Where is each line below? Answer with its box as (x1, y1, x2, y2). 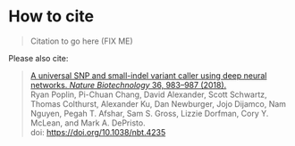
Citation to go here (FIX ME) (29, 36, 133, 46)
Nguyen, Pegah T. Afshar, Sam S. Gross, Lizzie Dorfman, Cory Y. (29, 108, 269, 118)
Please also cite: (8, 53, 69, 63)
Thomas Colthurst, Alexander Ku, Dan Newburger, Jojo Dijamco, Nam (29, 98, 287, 109)
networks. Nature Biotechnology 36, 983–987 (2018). (29, 79, 227, 90)
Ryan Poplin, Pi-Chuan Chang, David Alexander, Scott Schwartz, (29, 89, 267, 100)
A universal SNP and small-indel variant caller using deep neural (29, 69, 267, 81)
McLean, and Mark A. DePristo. (29, 118, 146, 128)
